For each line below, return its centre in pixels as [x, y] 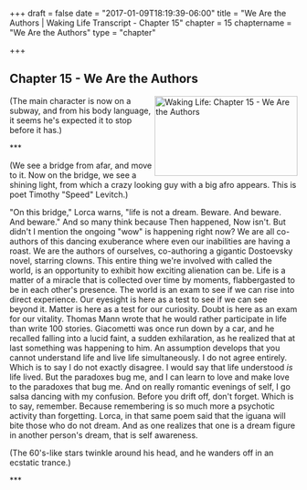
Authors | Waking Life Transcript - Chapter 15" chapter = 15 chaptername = [151, 23]
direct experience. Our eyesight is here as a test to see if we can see [138, 299]
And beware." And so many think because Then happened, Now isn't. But [148, 222]
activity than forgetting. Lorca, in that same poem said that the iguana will [148, 415]
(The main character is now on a [70, 100]
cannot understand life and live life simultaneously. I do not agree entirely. [148, 357]
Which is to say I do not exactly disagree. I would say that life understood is [151, 367]
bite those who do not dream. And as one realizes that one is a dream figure [152, 425]
